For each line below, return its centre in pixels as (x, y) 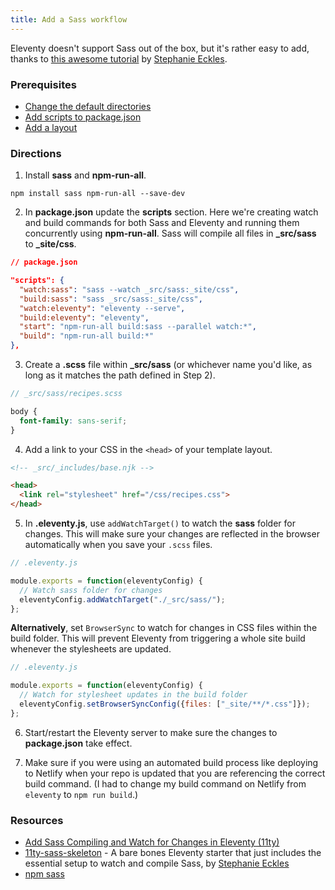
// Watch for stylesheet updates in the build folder (133, 695)
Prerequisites (43, 84)
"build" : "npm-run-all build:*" (87, 336)
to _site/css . (50, 244)
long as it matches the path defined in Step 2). (120, 375)
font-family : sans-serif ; (73, 421)
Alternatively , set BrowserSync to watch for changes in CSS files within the (164, 628)
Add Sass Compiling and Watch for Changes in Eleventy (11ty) (152, 842)
